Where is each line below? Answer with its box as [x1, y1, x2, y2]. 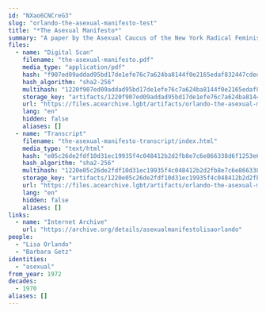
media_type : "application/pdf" [22, 64, 126, 71]
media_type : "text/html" [22, 144, 104, 152]
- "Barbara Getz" [15, 248, 73, 256]
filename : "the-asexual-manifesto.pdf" [22, 56, 154, 64]
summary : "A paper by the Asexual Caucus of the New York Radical [8, 33, 232, 42]
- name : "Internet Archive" [15, 218, 108, 226]
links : [8, 211, 30, 219]
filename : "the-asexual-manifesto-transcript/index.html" [22, 137, 218, 145]
